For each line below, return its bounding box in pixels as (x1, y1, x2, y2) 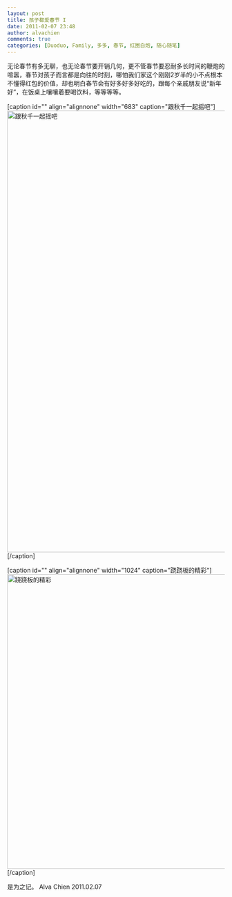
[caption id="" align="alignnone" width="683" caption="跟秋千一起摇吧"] (7, 103, 215, 110)
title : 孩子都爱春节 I (7, 17, 66, 23)
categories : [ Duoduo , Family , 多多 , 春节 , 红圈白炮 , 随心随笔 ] (7, 42, 181, 49)
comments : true (7, 36, 51, 43)
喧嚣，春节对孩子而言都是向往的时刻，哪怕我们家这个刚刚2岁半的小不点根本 (7, 70, 223, 79)
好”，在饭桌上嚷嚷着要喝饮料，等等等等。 (7, 88, 126, 96)
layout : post (7, 10, 45, 17)
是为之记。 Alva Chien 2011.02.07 (7, 883, 102, 891)
